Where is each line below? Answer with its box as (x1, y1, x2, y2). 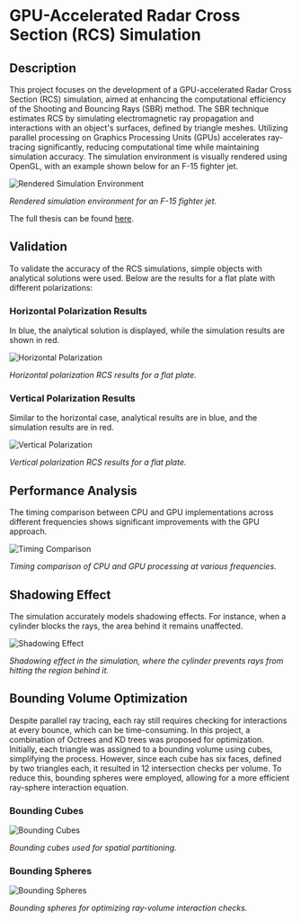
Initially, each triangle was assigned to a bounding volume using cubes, (9, 744, 273, 755)
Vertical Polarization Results (9, 393, 137, 405)
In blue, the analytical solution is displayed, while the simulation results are (9, 325, 286, 336)
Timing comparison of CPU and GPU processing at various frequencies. (9, 561, 277, 572)
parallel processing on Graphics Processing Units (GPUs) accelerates (9, 132, 267, 142)
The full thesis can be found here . (9, 213, 135, 223)
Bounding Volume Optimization (9, 691, 189, 707)
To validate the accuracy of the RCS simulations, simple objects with (9, 263, 262, 274)
